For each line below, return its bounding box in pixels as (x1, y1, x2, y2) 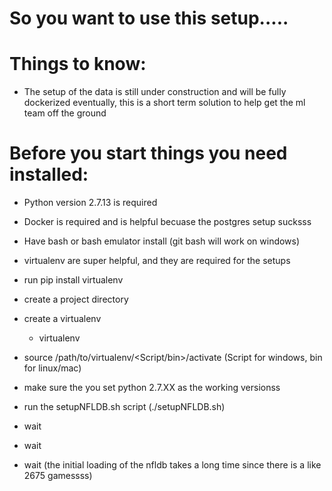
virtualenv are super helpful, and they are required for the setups (23, 255, 291, 267)
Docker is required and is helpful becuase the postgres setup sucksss (23, 216, 312, 228)
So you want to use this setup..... (9, 7, 289, 30)
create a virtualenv (23, 313, 102, 325)
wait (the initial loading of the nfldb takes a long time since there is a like (23, 459, 322, 471)
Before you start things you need (9, 142, 288, 165)
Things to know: (9, 53, 147, 76)
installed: (9, 163, 89, 186)
